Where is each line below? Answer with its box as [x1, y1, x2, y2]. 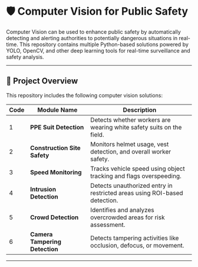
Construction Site [30, 144, 81, 152]
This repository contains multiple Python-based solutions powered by [19, 41, 189, 48]
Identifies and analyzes [90, 206, 154, 214]
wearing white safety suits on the [90, 123, 182, 131]
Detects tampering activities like [90, 234, 179, 242]
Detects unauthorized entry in [90, 181, 173, 190]
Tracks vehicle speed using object [90, 164, 185, 172]
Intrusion [30, 185, 57, 193]
